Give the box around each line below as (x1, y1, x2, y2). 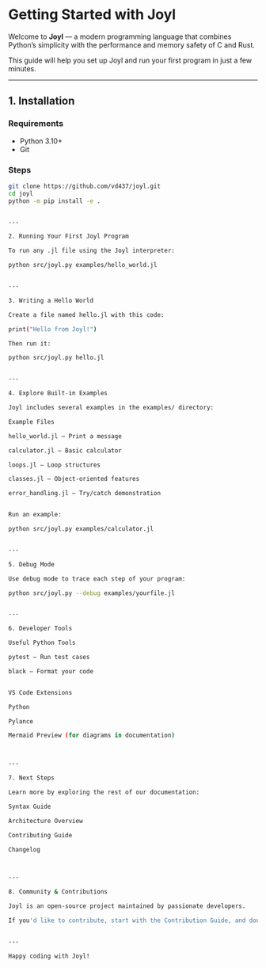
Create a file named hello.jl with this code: (8, 311, 165, 318)
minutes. (8, 63, 37, 73)
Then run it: (8, 339, 51, 348)
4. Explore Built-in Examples (8, 390, 108, 398)
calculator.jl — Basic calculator (8, 446, 123, 455)
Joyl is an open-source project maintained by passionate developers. (8, 902, 246, 910)
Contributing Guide (8, 831, 73, 839)
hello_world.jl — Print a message (8, 432, 123, 440)
